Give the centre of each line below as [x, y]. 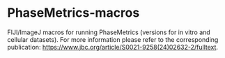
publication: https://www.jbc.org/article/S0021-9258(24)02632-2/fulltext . [113, 47]
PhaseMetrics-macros [73, 13]
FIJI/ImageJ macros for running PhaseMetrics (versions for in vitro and [109, 32]
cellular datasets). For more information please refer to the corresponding [113, 39]
